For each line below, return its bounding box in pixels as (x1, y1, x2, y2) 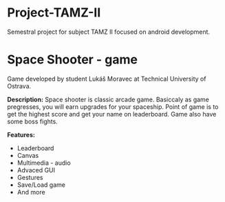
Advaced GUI (17, 165, 56, 174)
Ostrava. (7, 81, 32, 90)
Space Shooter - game (7, 52, 138, 68)
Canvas (17, 151, 39, 159)
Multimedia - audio (17, 159, 71, 167)
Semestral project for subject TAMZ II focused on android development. (7, 28, 211, 36)
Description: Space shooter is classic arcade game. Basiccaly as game (7, 95, 210, 103)
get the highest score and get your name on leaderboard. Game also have (7, 110, 217, 118)
